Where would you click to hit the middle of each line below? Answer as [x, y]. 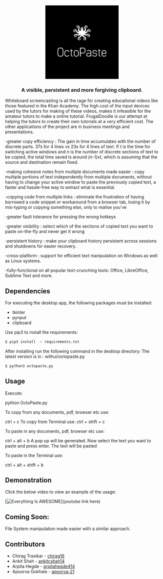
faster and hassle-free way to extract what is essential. [60, 187]
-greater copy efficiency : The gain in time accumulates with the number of [81, 141]
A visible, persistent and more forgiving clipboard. [82, 90]
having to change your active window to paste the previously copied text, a [81, 182]
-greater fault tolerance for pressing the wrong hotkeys [61, 217]
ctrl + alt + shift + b [24, 465]
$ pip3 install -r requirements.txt [42, 342]
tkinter [19, 312]
